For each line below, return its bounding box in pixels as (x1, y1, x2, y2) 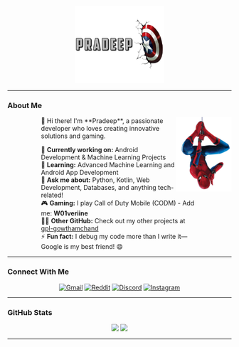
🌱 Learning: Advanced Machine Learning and (41, 161, 175, 169)
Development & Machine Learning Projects (41, 153, 166, 161)
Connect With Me (7, 267, 70, 277)
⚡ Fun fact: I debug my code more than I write (41, 233, 176, 241)
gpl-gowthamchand (41, 224, 99, 233)
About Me (7, 101, 43, 111)
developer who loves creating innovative (41, 124, 160, 133)
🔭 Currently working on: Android (41, 146, 139, 154)
